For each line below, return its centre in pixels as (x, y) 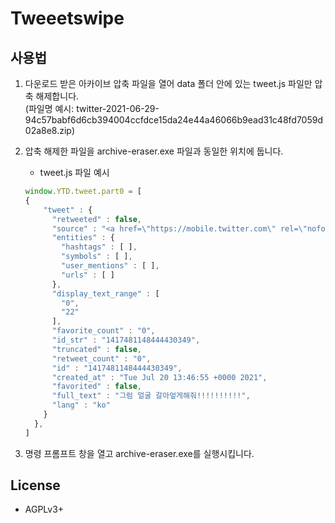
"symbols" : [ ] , (97, 257)
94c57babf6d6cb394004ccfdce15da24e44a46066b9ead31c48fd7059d (173, 120)
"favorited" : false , (96, 387)
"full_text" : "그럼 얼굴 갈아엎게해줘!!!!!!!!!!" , (151, 396)
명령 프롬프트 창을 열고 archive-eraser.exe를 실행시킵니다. (139, 453)
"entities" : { (83, 238)
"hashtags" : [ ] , (99, 247)
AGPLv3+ (44, 509)
